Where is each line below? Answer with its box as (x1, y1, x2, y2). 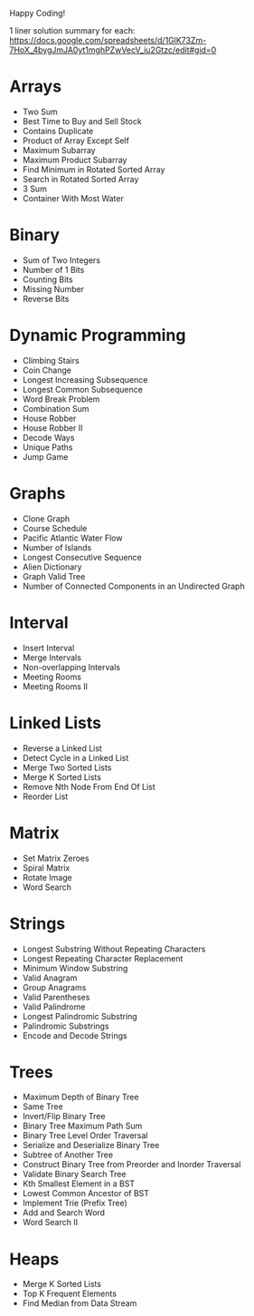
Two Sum (22, 106, 59, 117)
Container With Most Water (22, 192, 124, 203)
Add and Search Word (22, 1207, 106, 1218)
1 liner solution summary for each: (9, 25, 136, 35)
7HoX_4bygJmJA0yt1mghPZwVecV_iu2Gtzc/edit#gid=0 (9, 44, 217, 55)
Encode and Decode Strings (22, 1029, 128, 1041)
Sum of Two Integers (22, 254, 101, 266)
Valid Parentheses (22, 991, 90, 1002)
